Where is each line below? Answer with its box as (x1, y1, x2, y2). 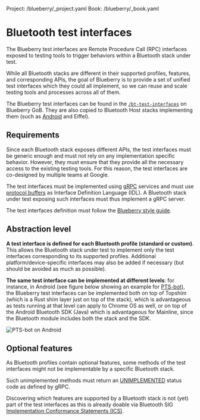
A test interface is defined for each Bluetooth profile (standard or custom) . (6, 240, 194, 247)
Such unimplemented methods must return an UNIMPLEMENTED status (6, 377, 182, 384)
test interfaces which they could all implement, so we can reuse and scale (6, 82, 187, 89)
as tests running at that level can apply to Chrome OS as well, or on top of (6, 302, 187, 309)
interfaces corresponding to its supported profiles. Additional (6, 252, 156, 259)
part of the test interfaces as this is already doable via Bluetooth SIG (6, 401, 174, 408)
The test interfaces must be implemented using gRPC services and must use (6, 183, 194, 190)
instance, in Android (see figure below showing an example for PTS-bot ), (6, 283, 186, 290)
